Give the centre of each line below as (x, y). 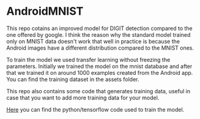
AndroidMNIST (45, 11)
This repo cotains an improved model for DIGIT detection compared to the (99, 28)
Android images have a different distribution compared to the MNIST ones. (100, 48)
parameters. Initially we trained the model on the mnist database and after (99, 66)
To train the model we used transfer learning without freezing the (88, 60)
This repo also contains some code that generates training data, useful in (98, 91)
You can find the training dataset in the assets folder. (73, 79)
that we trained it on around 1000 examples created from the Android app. (100, 72)
